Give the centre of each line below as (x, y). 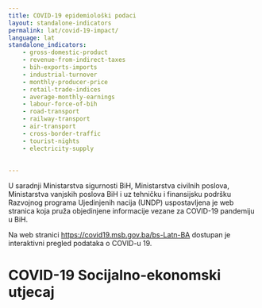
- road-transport (51, 112)
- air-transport (50, 126)
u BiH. (18, 220)
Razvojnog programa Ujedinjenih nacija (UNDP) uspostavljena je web (121, 202)
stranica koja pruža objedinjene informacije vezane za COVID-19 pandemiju (131, 211)
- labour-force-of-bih (60, 104)
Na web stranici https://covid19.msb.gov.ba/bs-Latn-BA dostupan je (119, 235)
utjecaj (31, 293)
